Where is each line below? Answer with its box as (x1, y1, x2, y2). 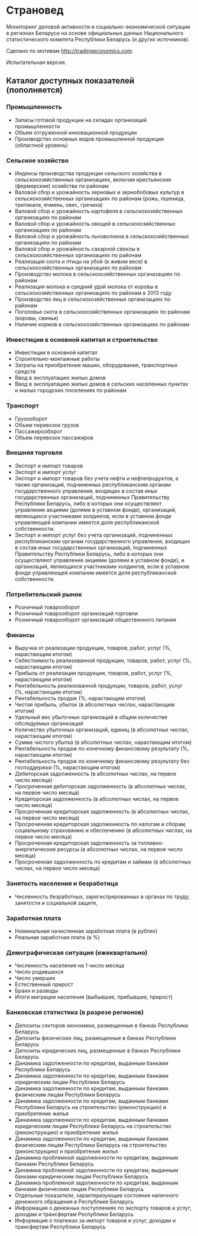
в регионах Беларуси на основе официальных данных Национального (6, 29, 184, 36)
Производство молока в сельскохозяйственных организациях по (14, 270, 180, 277)
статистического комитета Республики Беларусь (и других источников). (6, 36, 190, 43)
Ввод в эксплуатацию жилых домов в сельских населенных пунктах (14, 380, 189, 388)
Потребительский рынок (6, 590, 82, 598)
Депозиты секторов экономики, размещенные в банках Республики (14, 1022, 189, 1029)
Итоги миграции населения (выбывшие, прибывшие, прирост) (14, 993, 173, 1001)
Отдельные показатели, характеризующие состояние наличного (14, 1192, 178, 1199)
